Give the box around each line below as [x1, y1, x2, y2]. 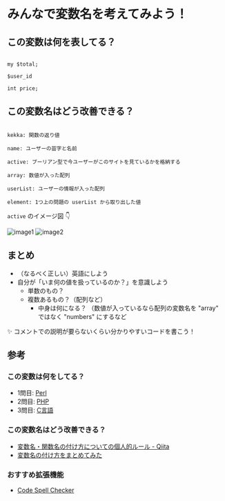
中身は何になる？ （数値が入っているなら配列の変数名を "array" [37, 304, 219, 312]
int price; [7, 85, 39, 92]
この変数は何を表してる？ [7, 36, 116, 48]
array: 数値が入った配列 [7, 172, 70, 179]
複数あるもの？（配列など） [27, 295, 107, 303]
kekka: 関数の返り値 [7, 131, 60, 138]
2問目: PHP [17, 397, 50, 406]
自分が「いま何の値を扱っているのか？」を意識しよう [17, 277, 169, 286]
